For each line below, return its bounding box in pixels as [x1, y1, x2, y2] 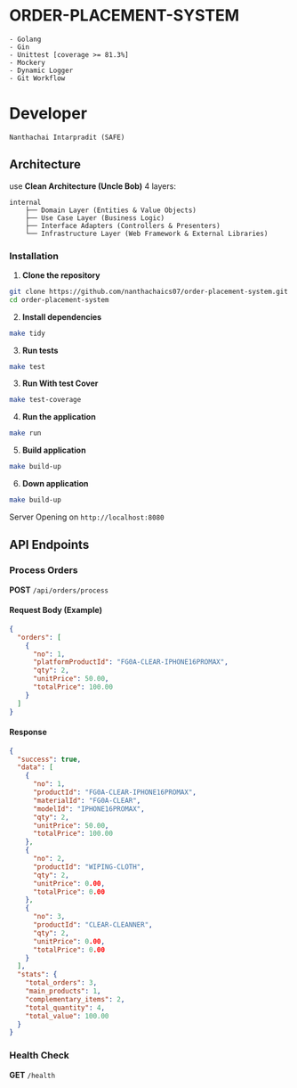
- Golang [9, 35, 42, 44]
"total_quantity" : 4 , [25, 1003, 105, 1012]
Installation [9, 250, 60, 262]
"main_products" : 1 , [25, 986, 101, 996]
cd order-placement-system [9, 295, 109, 304]
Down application [21, 479, 89, 489]
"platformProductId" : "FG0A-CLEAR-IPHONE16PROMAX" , [32, 658, 229, 667]
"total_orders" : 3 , [25, 978, 98, 987]
